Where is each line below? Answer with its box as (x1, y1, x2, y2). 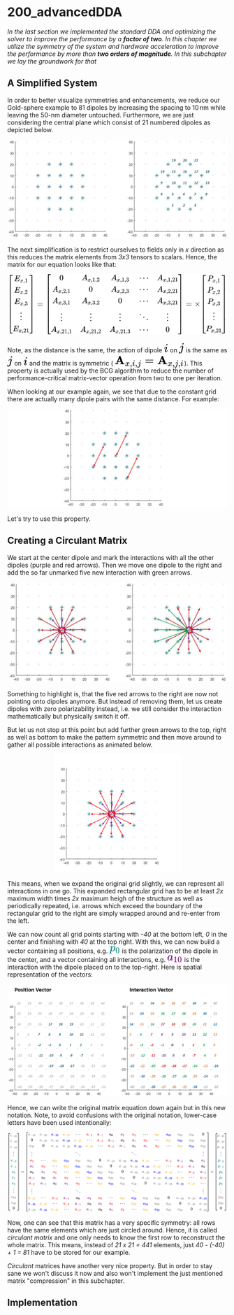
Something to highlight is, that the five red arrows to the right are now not (7, 689, 219, 698)
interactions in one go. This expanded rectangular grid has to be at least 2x (7, 887, 224, 895)
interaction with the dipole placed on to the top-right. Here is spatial (7, 963, 203, 971)
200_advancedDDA (7, 4, 122, 20)
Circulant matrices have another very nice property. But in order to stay (7, 1261, 213, 1270)
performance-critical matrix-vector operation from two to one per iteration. (7, 374, 223, 382)
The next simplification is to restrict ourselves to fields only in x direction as (7, 245, 225, 254)
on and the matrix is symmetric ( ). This (13, 359, 203, 368)
